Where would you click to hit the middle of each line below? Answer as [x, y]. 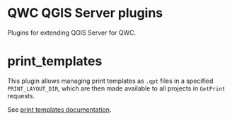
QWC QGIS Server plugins [85, 13]
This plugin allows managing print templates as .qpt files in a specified [110, 81]
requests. [21, 96]
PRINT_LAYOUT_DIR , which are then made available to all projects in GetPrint [116, 88]
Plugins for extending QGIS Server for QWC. [72, 33]
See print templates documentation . [59, 109]
